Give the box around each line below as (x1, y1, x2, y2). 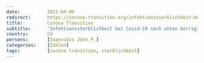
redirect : (6, 14, 32, 20)
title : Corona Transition (6, 20, 94, 26)
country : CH (6, 31, 53, 37)
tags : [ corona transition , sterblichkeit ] (6, 48, 140, 54)
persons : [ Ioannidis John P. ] (6, 37, 99, 43)
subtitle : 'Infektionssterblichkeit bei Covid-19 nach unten (6, 25, 178, 32)
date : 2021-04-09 (6, 8, 75, 15)
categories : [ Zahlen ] (6, 43, 69, 49)
